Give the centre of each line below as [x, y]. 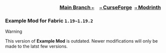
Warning [14, 32]
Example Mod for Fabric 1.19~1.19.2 [49, 20]
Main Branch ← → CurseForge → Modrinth [110, 7]
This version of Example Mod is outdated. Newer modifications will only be [82, 41]
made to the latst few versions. [37, 47]
